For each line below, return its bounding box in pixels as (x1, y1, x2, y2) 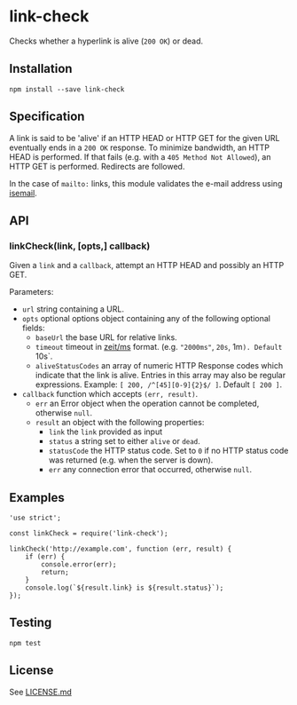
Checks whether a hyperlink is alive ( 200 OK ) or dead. (9, 36, 204, 46)
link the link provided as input (48, 426, 163, 437)
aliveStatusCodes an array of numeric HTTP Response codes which (35, 360, 284, 371)
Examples (9, 490, 65, 505)
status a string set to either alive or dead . (48, 436, 201, 447)
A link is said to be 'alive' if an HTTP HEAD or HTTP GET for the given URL (9, 132, 280, 143)
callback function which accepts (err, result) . (21, 389, 199, 400)
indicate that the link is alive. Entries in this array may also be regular (35, 370, 286, 381)
